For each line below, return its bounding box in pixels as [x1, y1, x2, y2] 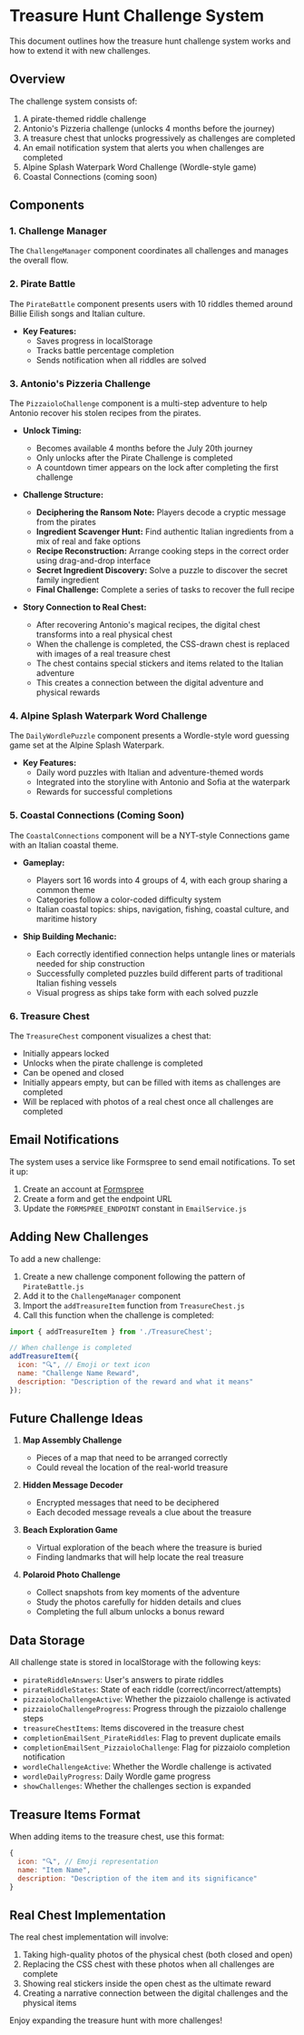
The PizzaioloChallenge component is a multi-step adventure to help [9, 398, 268, 409]
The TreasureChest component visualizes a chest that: [9, 1030, 211, 1041]
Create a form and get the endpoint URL [22, 1193, 172, 1204]
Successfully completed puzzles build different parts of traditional [35, 968, 283, 978]
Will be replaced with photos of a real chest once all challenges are [22, 1096, 274, 1107]
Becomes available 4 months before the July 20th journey [35, 442, 253, 454]
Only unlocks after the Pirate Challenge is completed [35, 452, 233, 463]
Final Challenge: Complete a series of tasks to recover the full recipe [35, 584, 295, 595]
